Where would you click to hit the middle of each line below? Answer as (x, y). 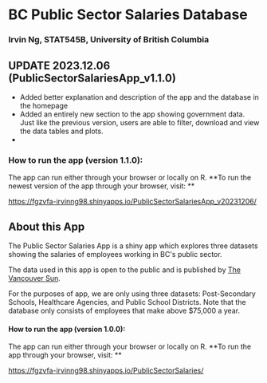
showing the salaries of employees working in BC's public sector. (115, 255)
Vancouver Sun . (35, 278)
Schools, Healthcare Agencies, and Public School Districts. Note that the (127, 302)
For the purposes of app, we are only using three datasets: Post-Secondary (132, 294)
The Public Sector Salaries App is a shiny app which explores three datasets (133, 246)
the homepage (44, 105)
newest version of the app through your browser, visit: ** (102, 186)
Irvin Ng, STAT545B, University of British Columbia (109, 40)
